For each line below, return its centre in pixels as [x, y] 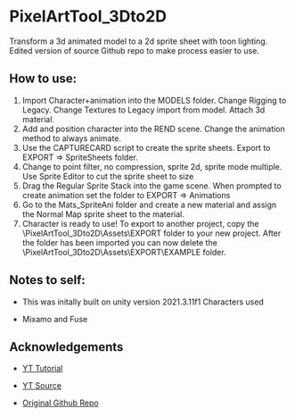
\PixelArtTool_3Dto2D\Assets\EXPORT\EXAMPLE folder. [124, 252]
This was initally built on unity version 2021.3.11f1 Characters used [143, 302]
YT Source [42, 386]
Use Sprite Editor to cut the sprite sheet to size [108, 176]
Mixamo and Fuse [55, 319]
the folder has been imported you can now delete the [120, 242]
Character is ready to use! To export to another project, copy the [140, 223]
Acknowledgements [66, 347]
